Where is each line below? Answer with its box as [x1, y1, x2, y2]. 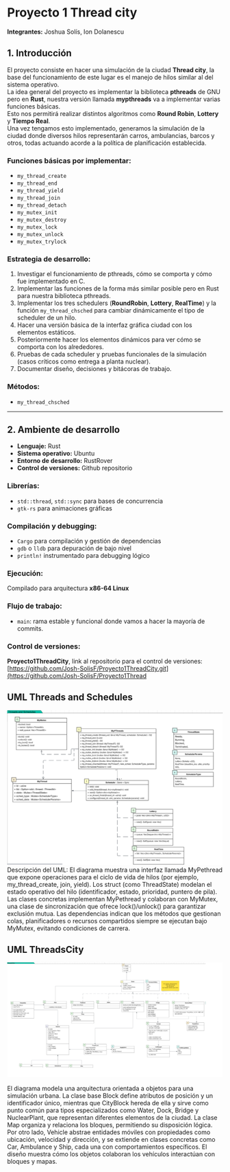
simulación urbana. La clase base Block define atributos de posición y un [7, 1091, 214, 1100]
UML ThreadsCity [7, 943, 84, 956]
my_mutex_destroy [16, 216, 67, 224]
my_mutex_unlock [16, 232, 64, 238]
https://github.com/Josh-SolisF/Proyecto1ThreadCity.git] [9, 664, 169, 673]
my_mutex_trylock [16, 238, 67, 245]
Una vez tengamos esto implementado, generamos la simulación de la [7, 124, 205, 132]
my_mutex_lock [16, 224, 57, 231]
